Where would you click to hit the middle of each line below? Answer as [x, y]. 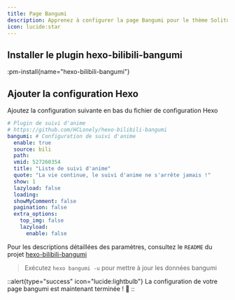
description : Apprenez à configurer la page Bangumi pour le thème [108, 20]
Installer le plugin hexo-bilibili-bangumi [95, 55]
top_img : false [42, 220]
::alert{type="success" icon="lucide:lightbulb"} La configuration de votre [113, 281]
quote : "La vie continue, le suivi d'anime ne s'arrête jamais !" [112, 175]
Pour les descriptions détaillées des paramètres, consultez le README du [110, 247]
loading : [26, 195]
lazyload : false [37, 188]
